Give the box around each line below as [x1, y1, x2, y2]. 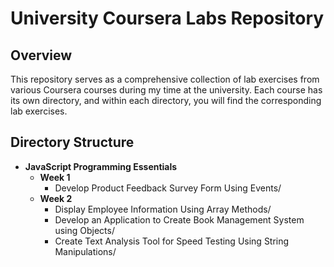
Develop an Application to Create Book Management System [54, 213, 305, 226]
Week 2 [39, 192, 73, 204]
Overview [10, 47, 73, 64]
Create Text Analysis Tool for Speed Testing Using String [54, 235, 290, 247]
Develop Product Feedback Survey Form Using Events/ [54, 182, 282, 194]
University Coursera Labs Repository [10, 7, 325, 30]
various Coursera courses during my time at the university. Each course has [10, 84, 323, 96]
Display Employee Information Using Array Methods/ [54, 203, 272, 215]
